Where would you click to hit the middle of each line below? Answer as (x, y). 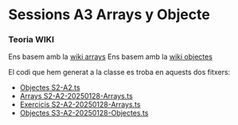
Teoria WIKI (31, 40)
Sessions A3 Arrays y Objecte (109, 15)
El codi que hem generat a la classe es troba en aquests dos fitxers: (119, 72)
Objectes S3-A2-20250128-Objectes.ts (84, 113)
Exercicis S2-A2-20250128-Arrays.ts (80, 104)
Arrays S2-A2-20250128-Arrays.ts (76, 96)
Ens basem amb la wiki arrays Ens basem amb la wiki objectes (111, 57)
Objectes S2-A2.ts (50, 88)
